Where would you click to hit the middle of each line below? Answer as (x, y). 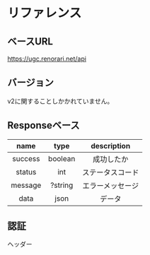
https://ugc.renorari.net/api (47, 59)
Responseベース (44, 125)
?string (62, 185)
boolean (62, 158)
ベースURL (30, 41)
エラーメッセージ (111, 185)
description (111, 146)
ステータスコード (111, 172)
